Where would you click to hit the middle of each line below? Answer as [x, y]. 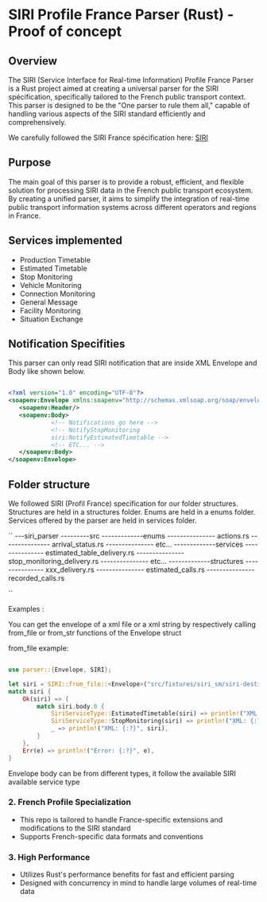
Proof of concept [65, 31]
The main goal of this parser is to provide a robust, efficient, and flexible [126, 181]
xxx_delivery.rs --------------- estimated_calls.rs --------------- [150, 570]
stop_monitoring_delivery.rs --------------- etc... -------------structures [126, 561]
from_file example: [39, 648]
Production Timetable [55, 259]
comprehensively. [37, 122]
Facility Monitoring [50, 310]
